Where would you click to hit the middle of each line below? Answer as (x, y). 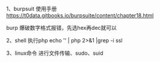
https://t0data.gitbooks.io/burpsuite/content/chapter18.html (80, 15)
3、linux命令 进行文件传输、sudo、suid (55, 53)
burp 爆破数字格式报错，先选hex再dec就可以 (62, 28)
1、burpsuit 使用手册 (32, 9)
